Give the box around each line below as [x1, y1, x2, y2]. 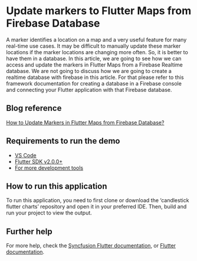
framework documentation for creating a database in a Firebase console [6, 80, 182, 87]
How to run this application [6, 181, 107, 191]
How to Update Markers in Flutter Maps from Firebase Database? [6, 119, 165, 126]
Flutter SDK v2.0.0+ [14, 158, 63, 165]
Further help [6, 226, 53, 236]
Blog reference [6, 103, 62, 113]
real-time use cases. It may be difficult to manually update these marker [6, 42, 181, 49]
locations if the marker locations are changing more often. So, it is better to [6, 48, 189, 55]
